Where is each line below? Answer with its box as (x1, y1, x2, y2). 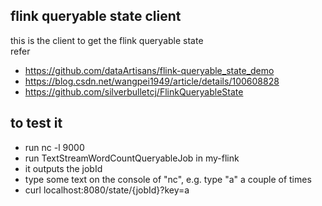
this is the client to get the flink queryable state (10, 34, 204, 46)
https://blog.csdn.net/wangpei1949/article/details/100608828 (24, 75, 280, 87)
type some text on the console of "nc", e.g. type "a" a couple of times (24, 173, 312, 185)
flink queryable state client (10, 8, 182, 25)
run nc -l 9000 (24, 141, 85, 153)
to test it (10, 115, 63, 132)
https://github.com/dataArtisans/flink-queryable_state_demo (24, 64, 275, 76)
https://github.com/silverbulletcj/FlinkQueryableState (24, 85, 244, 98)
